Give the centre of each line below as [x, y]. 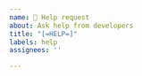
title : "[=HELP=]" [43, 34]
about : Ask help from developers [71, 26]
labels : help [33, 42]
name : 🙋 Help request [50, 17]
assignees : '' [36, 50]
